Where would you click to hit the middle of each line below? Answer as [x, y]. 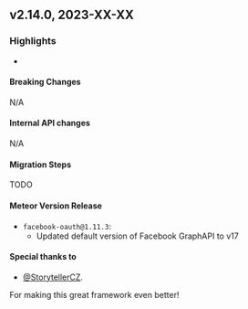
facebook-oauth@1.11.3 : [67, 226]
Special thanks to [43, 257]
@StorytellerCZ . [53, 277]
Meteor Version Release [56, 206]
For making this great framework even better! [94, 294]
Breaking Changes [45, 82]
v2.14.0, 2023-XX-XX [72, 15]
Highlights [33, 41]
